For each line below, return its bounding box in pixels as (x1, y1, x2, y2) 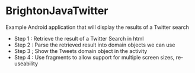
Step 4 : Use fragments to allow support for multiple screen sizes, (14, 54, 175, 61)
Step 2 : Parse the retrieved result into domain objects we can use (14, 41, 175, 48)
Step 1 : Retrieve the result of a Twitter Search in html (14, 35, 144, 42)
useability (14, 60, 39, 67)
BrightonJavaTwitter (5, 4, 108, 18)
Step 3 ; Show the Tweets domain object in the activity (14, 47, 148, 54)
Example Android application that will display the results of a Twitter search (5, 24, 189, 31)
